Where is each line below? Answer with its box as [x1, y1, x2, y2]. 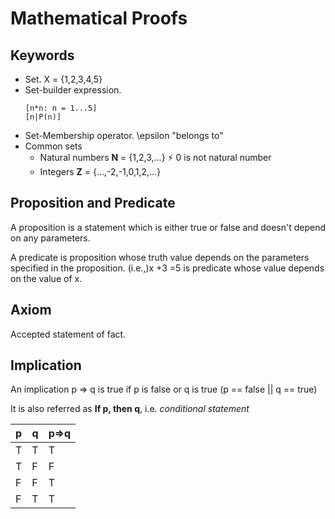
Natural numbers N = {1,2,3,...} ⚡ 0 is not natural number [39, 152, 272, 163]
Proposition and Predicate [10, 195, 176, 212]
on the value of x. [10, 272, 83, 284]
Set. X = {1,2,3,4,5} [24, 73, 103, 85]
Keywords [10, 47, 75, 64]
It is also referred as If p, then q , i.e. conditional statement [10, 403, 250, 415]
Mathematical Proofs [10, 7, 188, 30]
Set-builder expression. [24, 84, 122, 96]
